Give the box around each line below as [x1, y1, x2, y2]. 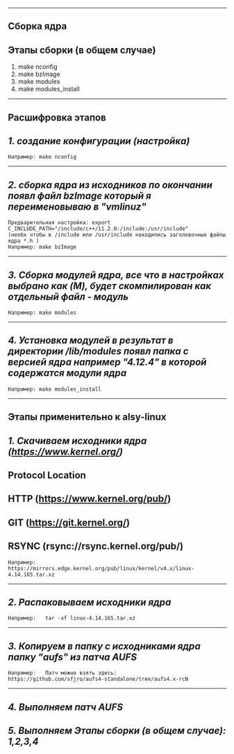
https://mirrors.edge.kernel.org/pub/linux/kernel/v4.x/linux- [8, 565, 195, 572]
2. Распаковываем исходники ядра [8, 597, 172, 608]
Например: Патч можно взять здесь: [8, 670, 117, 677]
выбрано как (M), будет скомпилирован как [8, 280, 212, 292]
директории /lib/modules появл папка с [8, 345, 189, 357]
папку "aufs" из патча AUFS [8, 651, 137, 663]
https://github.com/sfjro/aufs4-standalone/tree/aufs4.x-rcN [8, 676, 189, 683]
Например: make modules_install [8, 386, 101, 393]
